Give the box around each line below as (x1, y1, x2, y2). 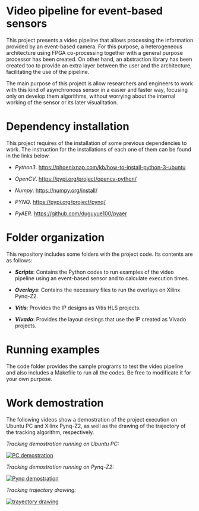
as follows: (6, 256, 33, 264)
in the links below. (6, 152, 50, 159)
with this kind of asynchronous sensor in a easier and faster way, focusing (6, 86, 188, 93)
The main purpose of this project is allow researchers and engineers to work (6, 79, 193, 87)
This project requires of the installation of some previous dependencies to (6, 139, 187, 147)
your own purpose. (6, 375, 53, 382)
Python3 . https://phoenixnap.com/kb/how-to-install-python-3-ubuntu (14, 163, 186, 171)
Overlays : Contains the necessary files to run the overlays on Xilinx (14, 286, 181, 293)
